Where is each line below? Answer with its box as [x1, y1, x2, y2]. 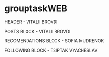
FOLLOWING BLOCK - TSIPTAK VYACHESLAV [4, 47, 98, 53]
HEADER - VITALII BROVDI [4, 19, 58, 25]
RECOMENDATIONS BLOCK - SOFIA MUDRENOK [4, 38, 104, 44]
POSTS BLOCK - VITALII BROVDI [4, 28, 71, 34]
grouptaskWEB [4, 3, 67, 14]
